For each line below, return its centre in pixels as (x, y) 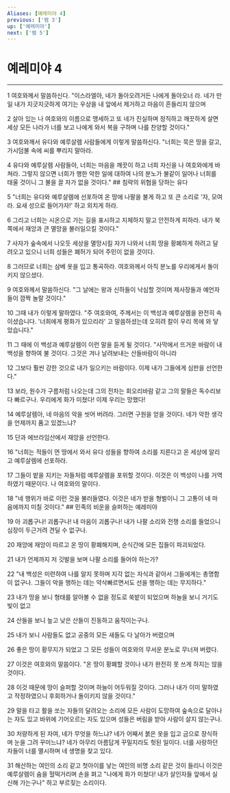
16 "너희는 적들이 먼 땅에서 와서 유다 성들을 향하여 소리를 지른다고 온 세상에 (107, 452)
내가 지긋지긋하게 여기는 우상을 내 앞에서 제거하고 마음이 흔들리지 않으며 (110, 104)
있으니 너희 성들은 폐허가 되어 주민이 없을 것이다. (90, 252)
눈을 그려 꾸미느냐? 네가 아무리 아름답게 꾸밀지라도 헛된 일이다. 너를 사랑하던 (116, 742)
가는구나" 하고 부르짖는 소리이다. (63, 783)
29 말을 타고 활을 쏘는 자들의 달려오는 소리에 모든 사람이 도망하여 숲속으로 (105, 711)
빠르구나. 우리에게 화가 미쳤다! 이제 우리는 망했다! (80, 400)
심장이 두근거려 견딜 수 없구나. (47, 530)
